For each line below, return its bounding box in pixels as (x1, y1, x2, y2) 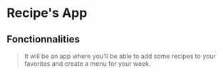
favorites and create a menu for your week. (24, 59, 151, 68)
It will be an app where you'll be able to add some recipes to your (24, 52, 217, 60)
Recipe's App (6, 5, 88, 21)
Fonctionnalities (6, 33, 80, 45)
